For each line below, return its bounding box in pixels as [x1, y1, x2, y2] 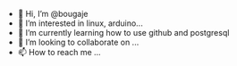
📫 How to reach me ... [17, 47, 101, 57]
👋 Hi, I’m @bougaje [17, 9, 89, 19]
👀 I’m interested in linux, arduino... [17, 18, 143, 29]
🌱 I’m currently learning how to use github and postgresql [17, 28, 230, 37]
